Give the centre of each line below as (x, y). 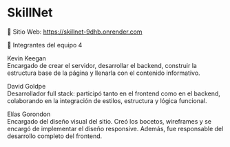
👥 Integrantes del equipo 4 (45, 45)
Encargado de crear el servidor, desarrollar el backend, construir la (102, 65)
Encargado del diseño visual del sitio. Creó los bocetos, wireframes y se (109, 121)
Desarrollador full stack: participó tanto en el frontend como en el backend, (114, 93)
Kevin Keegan (27, 58)
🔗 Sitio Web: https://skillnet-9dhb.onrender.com (75, 32)
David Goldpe (27, 86)
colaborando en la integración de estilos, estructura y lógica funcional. (107, 100)
